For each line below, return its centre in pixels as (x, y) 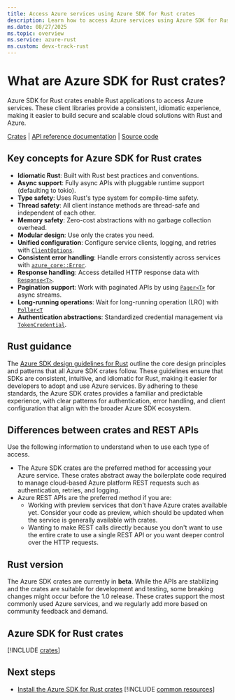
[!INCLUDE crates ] (34, 650)
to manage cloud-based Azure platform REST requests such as (108, 483)
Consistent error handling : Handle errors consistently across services (119, 257)
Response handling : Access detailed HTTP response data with (108, 272)
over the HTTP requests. (63, 543)
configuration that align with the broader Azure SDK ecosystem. (99, 408)
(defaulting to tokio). (47, 190)
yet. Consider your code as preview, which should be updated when (126, 513)
